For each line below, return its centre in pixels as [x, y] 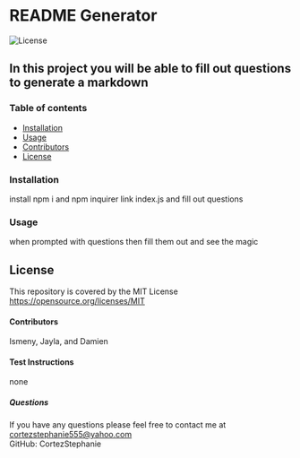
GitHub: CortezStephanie [56, 444]
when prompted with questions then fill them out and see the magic [134, 242]
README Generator [83, 16]
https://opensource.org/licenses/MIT [77, 301]
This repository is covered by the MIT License [94, 291]
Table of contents [48, 108]
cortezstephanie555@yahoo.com [71, 435]
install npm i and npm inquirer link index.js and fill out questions [126, 199]
